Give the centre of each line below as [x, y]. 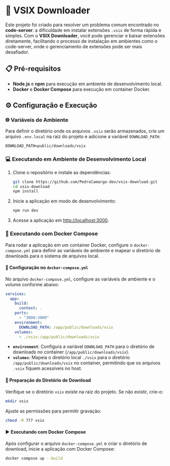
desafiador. [17, 52]
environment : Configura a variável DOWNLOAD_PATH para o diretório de [83, 347]
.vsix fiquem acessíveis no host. [47, 368]
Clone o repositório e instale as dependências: [62, 172]
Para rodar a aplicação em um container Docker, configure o [69, 245]
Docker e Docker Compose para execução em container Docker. [81, 89]
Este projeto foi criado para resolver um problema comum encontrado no [82, 25]
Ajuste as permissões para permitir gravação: [53, 411]
